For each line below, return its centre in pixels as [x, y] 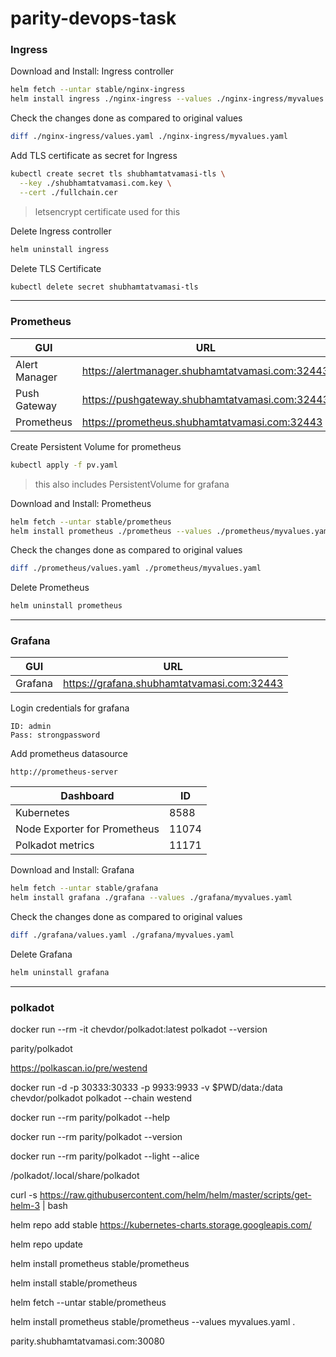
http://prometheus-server [64, 772]
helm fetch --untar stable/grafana [84, 888]
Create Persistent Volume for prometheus [96, 446]
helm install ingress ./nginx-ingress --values [111, 99]
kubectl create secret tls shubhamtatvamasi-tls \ [118, 174]
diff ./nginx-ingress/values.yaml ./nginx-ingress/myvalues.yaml [149, 137]
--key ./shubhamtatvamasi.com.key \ [95, 183]
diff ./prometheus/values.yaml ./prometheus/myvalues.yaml [136, 568]
